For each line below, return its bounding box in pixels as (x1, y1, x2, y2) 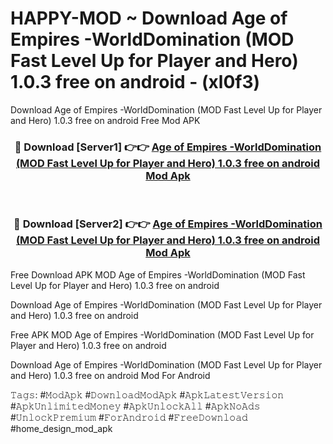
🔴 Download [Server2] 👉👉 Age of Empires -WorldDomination (13, 217, 323, 231)
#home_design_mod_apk (10, 422, 113, 434)
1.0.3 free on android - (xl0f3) (10, 71, 261, 94)
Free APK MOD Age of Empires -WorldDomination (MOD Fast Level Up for (10, 328, 315, 341)
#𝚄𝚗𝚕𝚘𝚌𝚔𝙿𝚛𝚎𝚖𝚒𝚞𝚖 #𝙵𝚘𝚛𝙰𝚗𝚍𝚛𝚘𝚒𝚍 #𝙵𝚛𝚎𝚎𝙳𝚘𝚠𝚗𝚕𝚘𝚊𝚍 (10, 411, 248, 423)
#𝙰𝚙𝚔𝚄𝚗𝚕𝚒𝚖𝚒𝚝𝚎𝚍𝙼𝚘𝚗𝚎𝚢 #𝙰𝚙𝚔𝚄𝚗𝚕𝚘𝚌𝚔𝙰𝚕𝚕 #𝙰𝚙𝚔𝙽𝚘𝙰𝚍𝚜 (10, 400, 261, 412)
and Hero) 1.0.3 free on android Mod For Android (10, 369, 211, 381)
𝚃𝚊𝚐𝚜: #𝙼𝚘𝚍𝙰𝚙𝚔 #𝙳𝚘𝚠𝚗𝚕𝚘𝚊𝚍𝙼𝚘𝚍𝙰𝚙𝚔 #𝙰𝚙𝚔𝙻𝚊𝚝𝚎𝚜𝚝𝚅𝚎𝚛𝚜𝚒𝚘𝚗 (10, 388, 285, 401)
